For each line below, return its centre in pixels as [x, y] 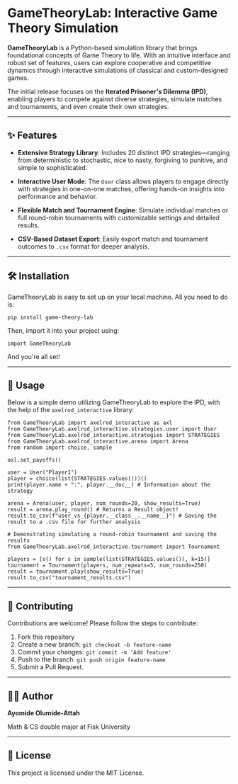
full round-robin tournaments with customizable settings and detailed [118, 217]
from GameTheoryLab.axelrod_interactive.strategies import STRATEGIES [114, 436]
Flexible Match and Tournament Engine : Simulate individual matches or [123, 210]
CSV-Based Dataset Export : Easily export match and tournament [113, 239]
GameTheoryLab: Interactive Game [113, 13]
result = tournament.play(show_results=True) [75, 572]
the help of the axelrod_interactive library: [71, 410]
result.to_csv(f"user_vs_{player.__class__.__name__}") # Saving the [112, 516]
